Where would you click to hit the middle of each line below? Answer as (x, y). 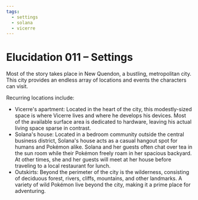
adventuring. (30, 191)
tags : (13, 12)
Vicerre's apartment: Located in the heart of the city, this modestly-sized (103, 109)
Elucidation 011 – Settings (69, 57)
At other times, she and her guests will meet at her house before (93, 160)
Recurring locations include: (40, 98)
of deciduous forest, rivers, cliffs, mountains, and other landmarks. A (98, 179)
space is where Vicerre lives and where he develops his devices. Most (100, 115)
